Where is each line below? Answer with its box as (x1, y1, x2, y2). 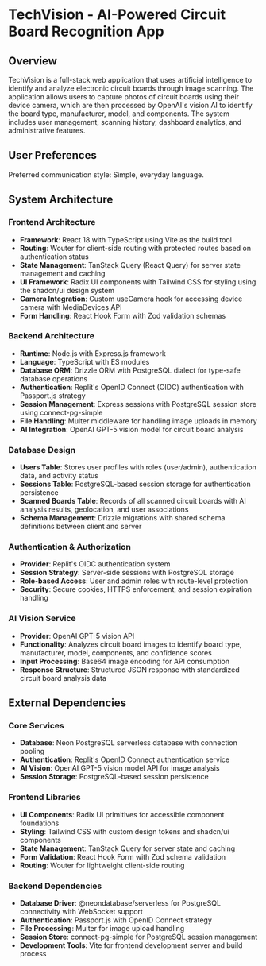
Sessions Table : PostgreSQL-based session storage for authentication (19, 479, 252, 489)
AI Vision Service (8, 613, 77, 624)
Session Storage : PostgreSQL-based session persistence (19, 772, 209, 782)
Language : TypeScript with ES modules (19, 357, 150, 366)
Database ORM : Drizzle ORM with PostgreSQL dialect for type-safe (19, 365, 241, 375)
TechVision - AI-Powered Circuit (8, 6, 226, 24)
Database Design (8, 444, 76, 455)
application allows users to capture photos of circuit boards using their (8, 92, 240, 101)
